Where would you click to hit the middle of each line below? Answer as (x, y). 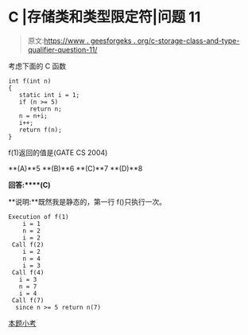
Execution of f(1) (39, 216)
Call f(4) (28, 272)
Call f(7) (28, 300)
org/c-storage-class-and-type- (188, 41)
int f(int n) (30, 81)
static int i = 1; (49, 95)
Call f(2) (28, 244)
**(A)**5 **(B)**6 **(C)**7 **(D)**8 (76, 168)
